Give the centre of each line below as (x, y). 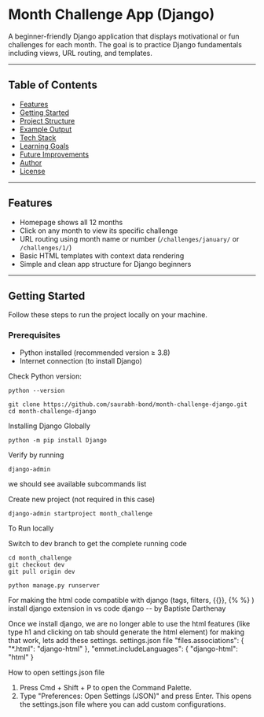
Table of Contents (53, 85)
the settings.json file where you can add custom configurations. (123, 704)
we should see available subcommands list (77, 484)
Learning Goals (44, 146)
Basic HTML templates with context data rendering (102, 255)
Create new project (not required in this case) (82, 499)
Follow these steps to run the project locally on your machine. (108, 315)
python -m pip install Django (58, 440)
